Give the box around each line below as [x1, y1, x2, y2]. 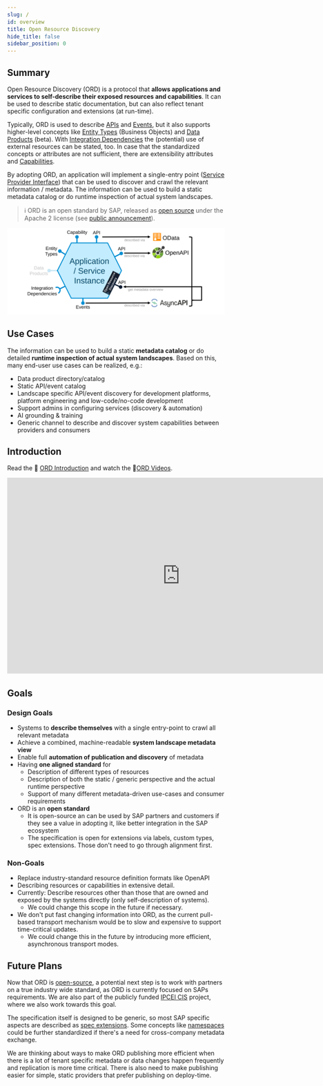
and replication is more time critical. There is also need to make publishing [7, 1064, 219, 1072]
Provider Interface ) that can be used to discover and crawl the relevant [7, 177, 208, 186]
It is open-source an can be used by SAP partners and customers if [27, 812, 219, 820]
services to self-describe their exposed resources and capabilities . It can [7, 92, 222, 100]
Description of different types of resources [27, 768, 150, 776]
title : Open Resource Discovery [7, 26, 100, 32]
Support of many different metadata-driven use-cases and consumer [27, 790, 224, 798]
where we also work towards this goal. [7, 1000, 117, 1009]
